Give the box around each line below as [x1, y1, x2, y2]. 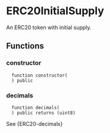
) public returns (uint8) [11, 110, 76, 116]
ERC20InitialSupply [6, 4, 104, 18]
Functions [6, 41, 45, 51]
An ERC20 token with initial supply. [6, 24, 92, 31]
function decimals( [11, 104, 60, 110]
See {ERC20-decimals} [6, 120, 63, 127]
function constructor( [11, 72, 68, 78]
